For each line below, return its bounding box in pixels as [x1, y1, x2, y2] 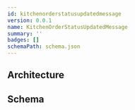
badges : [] [7, 37, 40, 44]
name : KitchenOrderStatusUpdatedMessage [7, 23, 129, 30]
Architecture [7, 69, 65, 81]
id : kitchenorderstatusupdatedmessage [7, 10, 122, 18]
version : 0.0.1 [7, 17, 52, 24]
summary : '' [7, 30, 42, 37]
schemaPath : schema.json [7, 43, 81, 50]
